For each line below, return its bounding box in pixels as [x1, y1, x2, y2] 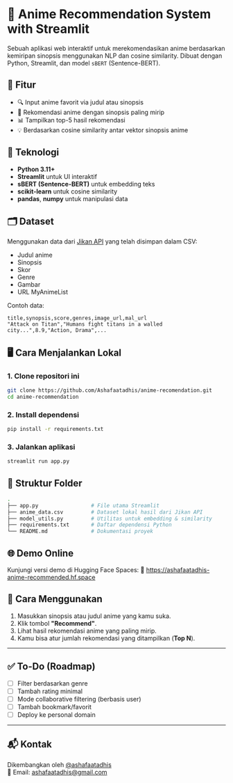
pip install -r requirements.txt [7, 426, 104, 433]
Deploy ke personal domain [17, 710, 96, 719]
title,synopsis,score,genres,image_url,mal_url [7, 315, 148, 322]
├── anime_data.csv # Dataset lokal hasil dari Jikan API [7, 508, 203, 516]
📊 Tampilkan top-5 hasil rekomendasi [17, 116, 126, 124]
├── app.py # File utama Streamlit [7, 502, 159, 509]
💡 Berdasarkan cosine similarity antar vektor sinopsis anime [17, 125, 189, 134]
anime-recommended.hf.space [7, 574, 96, 582]
